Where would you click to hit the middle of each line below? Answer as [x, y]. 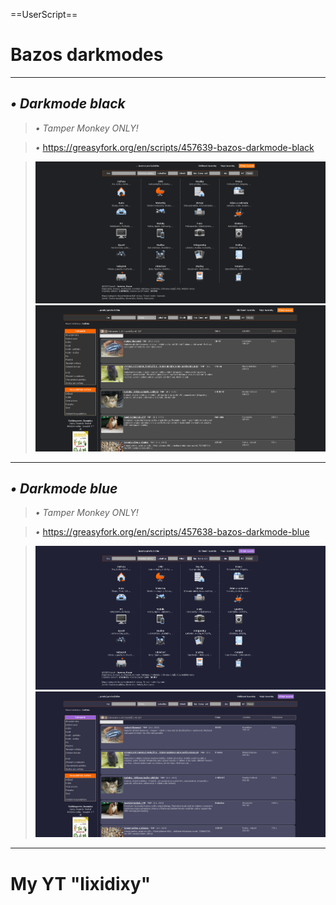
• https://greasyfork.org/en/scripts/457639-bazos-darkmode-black [174, 147]
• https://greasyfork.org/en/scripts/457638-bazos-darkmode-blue [172, 532]
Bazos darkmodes [87, 55]
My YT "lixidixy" [81, 883]
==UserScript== [44, 14]
